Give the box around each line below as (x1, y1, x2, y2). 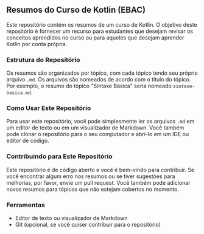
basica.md (6, 90, 32, 96)
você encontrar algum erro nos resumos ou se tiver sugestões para (6, 173, 175, 180)
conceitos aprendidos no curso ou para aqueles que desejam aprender (6, 33, 185, 41)
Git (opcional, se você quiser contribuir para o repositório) (15, 221, 161, 228)
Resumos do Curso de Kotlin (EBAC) (6, 5, 146, 15)
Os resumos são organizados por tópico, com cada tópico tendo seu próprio (6, 69, 198, 77)
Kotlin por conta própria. (6, 40, 68, 47)
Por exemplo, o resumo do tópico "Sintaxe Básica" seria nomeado (6, 82, 172, 90)
